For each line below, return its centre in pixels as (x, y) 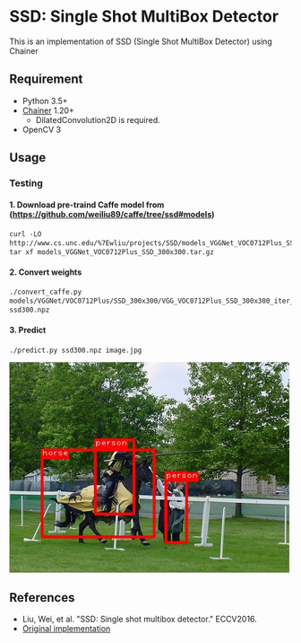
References (42, 598)
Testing (26, 183)
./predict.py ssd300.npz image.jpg (76, 350)
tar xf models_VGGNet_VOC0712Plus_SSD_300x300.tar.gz (112, 252)
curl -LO (26, 234)
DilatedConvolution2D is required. (98, 119)
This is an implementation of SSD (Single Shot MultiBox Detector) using (141, 41)
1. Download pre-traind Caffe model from (87, 205)
